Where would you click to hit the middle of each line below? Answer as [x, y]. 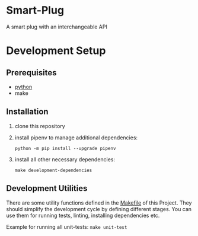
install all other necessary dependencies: [65, 159]
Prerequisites [31, 73]
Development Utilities [47, 188]
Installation [27, 112]
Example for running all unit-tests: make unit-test [67, 227]
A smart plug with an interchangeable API [57, 27]
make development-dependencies [53, 170]
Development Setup [56, 51]
